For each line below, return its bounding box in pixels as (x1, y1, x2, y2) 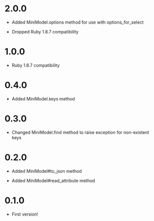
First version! (11, 211, 39, 217)
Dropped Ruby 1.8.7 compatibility (11, 29, 79, 34)
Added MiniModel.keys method (11, 95, 75, 101)
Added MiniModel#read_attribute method (11, 178, 95, 184)
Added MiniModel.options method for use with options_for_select (11, 19, 144, 25)
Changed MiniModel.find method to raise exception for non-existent (11, 129, 149, 135)
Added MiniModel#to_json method (11, 168, 82, 174)
